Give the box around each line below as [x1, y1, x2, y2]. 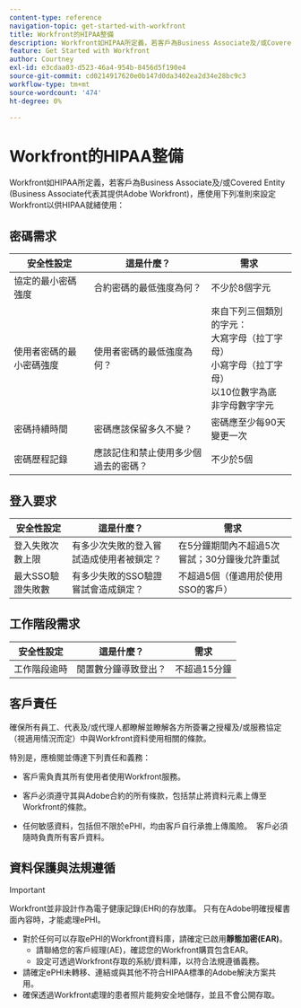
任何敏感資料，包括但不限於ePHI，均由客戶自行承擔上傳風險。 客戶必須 [21, 820, 288, 831]
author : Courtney [9, 55, 74, 64]
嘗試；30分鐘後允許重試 [177, 553, 280, 565]
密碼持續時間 [13, 423, 69, 435]
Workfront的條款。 [21, 801, 91, 812]
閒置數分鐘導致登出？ [76, 662, 168, 675]
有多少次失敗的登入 [71, 539, 153, 552]
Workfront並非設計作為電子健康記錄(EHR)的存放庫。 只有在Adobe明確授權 [9, 903, 283, 914]
